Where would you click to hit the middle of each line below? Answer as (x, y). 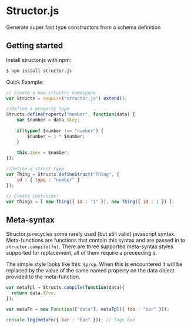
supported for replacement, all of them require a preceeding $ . (82, 253)
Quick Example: (25, 82)
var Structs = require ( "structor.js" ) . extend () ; (67, 98)
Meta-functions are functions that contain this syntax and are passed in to (96, 241)
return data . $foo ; (34, 293)
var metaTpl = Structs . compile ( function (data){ (66, 288)
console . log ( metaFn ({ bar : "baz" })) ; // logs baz (71, 320)
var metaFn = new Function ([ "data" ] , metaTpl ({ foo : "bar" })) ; (88, 309)
